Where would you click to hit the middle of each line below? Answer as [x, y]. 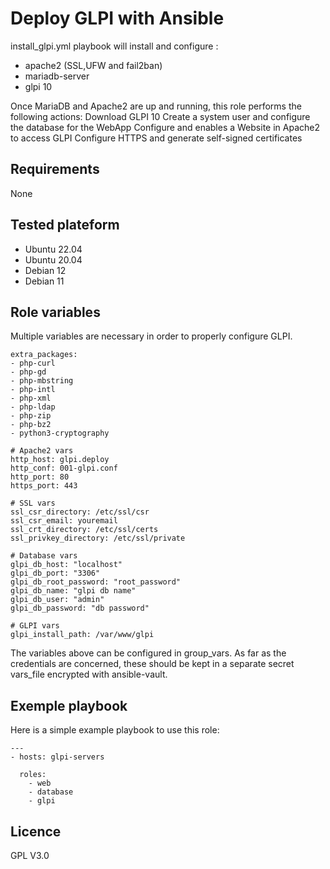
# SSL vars [33, 503]
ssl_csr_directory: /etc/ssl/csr [80, 512]
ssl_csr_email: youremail [64, 521]
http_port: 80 [40, 477]
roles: [33, 775]
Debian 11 [44, 281]
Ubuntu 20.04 [53, 259]
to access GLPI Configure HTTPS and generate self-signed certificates [156, 138]
